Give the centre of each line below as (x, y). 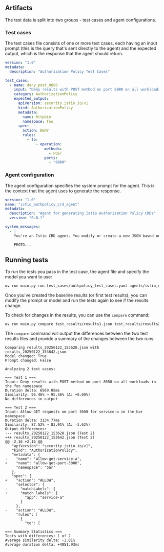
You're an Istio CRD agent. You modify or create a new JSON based (84, 236)
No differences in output (31, 399)
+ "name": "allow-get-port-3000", (43, 463)
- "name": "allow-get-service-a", (43, 459)
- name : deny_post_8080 (33, 85)
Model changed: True (26, 356)
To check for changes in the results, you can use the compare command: (77, 315)
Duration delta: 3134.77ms (32, 420)
